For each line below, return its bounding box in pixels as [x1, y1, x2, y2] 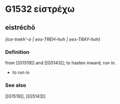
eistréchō [5, 23, 36, 32]
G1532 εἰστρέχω [5, 3, 75, 15]
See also [5, 82, 26, 89]
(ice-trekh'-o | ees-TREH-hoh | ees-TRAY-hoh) [5, 36, 101, 42]
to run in [12, 69, 30, 75]
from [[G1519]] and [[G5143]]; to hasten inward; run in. [5, 60, 116, 66]
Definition [5, 49, 30, 55]
